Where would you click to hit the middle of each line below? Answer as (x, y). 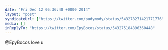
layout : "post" (21, 14)
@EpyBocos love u (24, 42)
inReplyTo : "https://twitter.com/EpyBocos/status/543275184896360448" (80, 28)
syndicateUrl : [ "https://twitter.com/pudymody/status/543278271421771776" (85, 19)
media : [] (15, 24)
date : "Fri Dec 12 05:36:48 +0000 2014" (48, 10)
